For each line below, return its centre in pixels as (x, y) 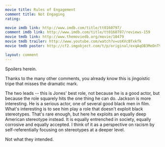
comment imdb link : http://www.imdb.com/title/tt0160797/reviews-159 (78, 32)
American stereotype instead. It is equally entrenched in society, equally (78, 119)
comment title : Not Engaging (35, 14)
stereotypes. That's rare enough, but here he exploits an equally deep (76, 114)
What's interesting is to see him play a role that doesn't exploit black (74, 109)
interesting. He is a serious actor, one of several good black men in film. (78, 103)
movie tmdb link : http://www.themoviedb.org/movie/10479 (65, 37)
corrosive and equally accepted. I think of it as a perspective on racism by (80, 124)
